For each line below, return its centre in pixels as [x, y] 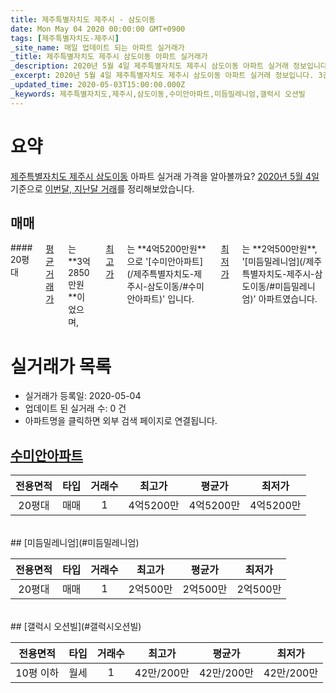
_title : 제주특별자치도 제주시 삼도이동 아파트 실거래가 [109, 57]
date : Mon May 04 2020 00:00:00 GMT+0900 [98, 29]
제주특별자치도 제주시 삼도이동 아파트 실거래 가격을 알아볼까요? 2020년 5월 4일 [165, 176]
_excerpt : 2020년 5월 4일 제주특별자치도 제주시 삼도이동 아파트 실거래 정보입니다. [162, 76]
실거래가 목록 [61, 366]
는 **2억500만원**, [279, 249]
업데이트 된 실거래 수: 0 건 [75, 408]
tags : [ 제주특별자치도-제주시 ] [65, 38]
